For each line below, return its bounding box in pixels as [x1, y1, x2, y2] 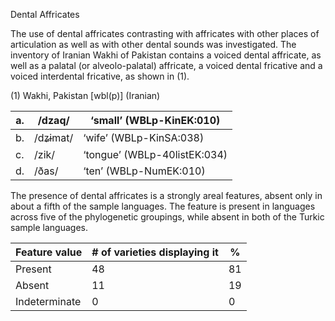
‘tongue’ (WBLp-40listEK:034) [83, 148, 228, 161]
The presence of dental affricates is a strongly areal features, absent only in [10, 190, 323, 201]
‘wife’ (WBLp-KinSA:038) [83, 131, 205, 144]
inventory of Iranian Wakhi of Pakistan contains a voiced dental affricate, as [10, 49, 322, 61]
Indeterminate [15, 295, 82, 308]
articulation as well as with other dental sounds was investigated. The [10, 39, 297, 50]
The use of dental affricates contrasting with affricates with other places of [10, 28, 320, 39]
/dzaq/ [37, 114, 70, 127]
